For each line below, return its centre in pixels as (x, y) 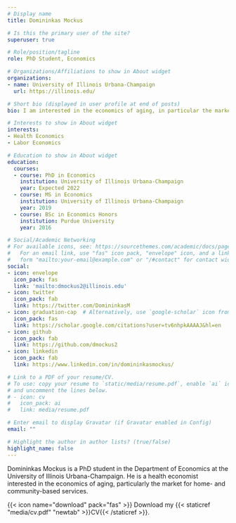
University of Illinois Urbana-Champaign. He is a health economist (103, 476)
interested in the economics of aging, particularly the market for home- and (117, 484)
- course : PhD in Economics (55, 175)
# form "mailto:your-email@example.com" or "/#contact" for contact (113, 260)
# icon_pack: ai (34, 403)
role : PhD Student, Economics (52, 59)
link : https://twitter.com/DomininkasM (72, 306)
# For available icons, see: (50, 247)
